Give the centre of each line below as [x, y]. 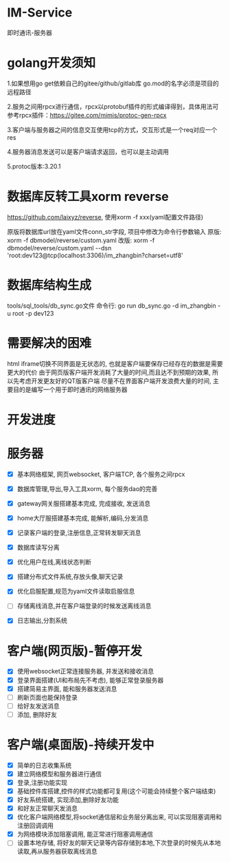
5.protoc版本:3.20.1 [34, 166]
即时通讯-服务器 [30, 32]
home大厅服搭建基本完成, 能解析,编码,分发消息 [83, 518]
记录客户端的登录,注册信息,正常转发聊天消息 [79, 533]
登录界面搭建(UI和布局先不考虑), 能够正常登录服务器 [90, 680]
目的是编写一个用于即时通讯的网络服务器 [70, 389]
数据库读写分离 [38, 548]
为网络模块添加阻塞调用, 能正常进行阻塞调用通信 [85, 834]
